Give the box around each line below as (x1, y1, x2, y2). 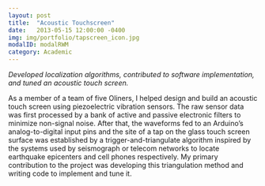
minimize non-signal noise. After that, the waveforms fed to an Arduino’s (8, 119, 244, 128)
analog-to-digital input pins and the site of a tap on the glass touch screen (8, 127, 251, 136)
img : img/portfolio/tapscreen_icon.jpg (8, 33, 140, 42)
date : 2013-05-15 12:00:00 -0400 (8, 26, 126, 34)
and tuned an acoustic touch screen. (8, 78, 129, 87)
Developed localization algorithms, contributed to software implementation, (8, 70, 255, 79)
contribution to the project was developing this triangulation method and (8, 161, 244, 169)
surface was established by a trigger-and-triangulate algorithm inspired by (8, 136, 252, 144)
